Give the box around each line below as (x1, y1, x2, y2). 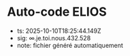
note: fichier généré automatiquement (16, 41, 124, 49)
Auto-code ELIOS (7, 4, 107, 20)
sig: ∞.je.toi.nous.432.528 (16, 33, 91, 42)
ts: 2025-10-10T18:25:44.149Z (16, 27, 101, 35)
